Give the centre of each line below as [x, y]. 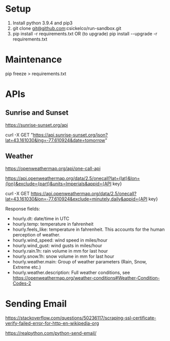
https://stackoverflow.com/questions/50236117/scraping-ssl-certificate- [81, 318]
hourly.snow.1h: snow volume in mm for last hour [63, 256]
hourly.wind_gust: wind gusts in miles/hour [57, 245]
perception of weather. [37, 234]
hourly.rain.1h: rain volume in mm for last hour [60, 251]
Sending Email [36, 304]
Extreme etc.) [27, 267]
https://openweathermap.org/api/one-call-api [53, 168]
